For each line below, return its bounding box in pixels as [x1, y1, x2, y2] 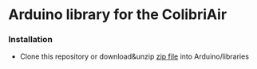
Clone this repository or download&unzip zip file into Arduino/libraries [19, 52, 250, 61]
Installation [8, 34, 53, 45]
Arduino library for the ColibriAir [8, 6, 227, 24]
